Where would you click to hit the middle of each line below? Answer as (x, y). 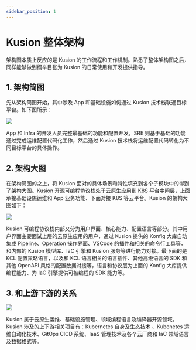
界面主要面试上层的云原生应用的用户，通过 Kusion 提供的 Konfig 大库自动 (99, 236)
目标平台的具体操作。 (37, 148)
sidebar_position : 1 (31, 11)
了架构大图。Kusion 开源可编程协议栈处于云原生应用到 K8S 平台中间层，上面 (98, 191)
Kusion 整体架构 (45, 42)
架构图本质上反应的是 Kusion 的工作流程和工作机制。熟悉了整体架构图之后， (98, 60)
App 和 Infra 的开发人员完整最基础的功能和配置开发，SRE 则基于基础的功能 (96, 133)
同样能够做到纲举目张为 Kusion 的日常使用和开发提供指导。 (77, 67)
